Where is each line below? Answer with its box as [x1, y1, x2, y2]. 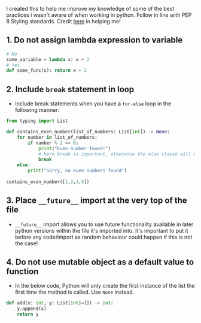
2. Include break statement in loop [6, 84, 135, 95]
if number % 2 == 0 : [28, 140, 79, 146]
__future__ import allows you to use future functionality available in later [14, 221, 194, 228]
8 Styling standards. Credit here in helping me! [6, 18, 121, 25]
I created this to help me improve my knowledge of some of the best [6, 5, 175, 12]
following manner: [14, 106, 60, 114]
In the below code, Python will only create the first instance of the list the [14, 282, 196, 290]
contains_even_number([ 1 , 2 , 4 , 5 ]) [6, 179, 90, 185]
